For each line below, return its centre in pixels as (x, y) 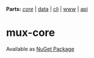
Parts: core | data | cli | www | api (47, 9)
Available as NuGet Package (40, 49)
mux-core (31, 33)
